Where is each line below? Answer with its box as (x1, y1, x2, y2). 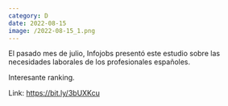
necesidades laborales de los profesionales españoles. (8, 57, 191, 67)
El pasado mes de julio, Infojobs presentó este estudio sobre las (8, 49, 220, 59)
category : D (8, 11, 48, 20)
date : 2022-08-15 (8, 19, 67, 27)
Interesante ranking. (8, 73, 75, 83)
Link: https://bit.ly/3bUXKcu (8, 88, 101, 98)
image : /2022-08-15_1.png (8, 26, 95, 35)
